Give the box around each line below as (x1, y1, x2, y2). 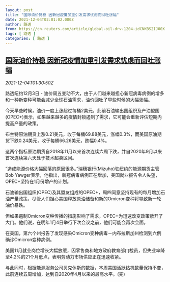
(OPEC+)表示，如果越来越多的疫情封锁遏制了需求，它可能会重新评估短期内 (5, 113, 162, 120)
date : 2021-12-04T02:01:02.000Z (5, 17, 74, 22)
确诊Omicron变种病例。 (5, 236, 55, 243)
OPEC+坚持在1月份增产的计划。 (5, 178, 72, 184)
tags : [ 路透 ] (5, 31, 36, 36)
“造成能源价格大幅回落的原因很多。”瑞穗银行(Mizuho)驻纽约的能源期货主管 (5, 166, 160, 172)
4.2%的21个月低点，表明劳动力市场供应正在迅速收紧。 (9, 253, 124, 260)
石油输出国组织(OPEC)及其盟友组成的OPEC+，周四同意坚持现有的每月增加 (5, 189, 161, 195)
